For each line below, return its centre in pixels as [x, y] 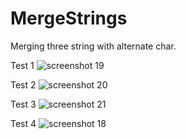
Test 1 [22, 65]
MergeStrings [69, 18]
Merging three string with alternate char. [93, 46]
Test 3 [23, 104]
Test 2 [23, 84]
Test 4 [23, 123]
